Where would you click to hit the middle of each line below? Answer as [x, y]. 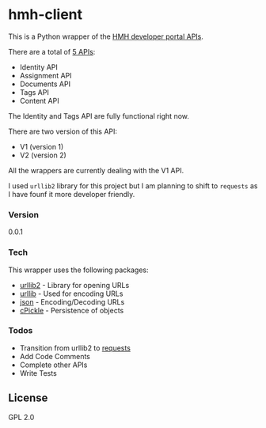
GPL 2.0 [21, 417]
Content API [39, 100]
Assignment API [46, 75]
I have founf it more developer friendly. [72, 194]
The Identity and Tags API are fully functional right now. [99, 116]
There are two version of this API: [63, 131]
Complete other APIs [53, 365]
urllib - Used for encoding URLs [71, 294]
